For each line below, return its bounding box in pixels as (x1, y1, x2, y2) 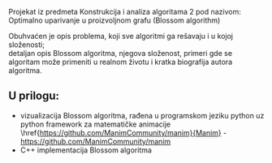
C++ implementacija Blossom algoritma (19, 145, 153, 155)
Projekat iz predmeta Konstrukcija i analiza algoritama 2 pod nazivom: (8, 7, 241, 16)
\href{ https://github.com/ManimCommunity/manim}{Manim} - (19, 127, 227, 137)
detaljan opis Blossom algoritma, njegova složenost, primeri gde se (8, 49, 233, 58)
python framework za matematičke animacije (19, 119, 171, 129)
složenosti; (8, 40, 45, 49)
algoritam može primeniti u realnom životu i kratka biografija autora (8, 57, 233, 66)
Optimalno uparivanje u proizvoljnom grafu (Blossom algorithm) (8, 15, 221, 25)
